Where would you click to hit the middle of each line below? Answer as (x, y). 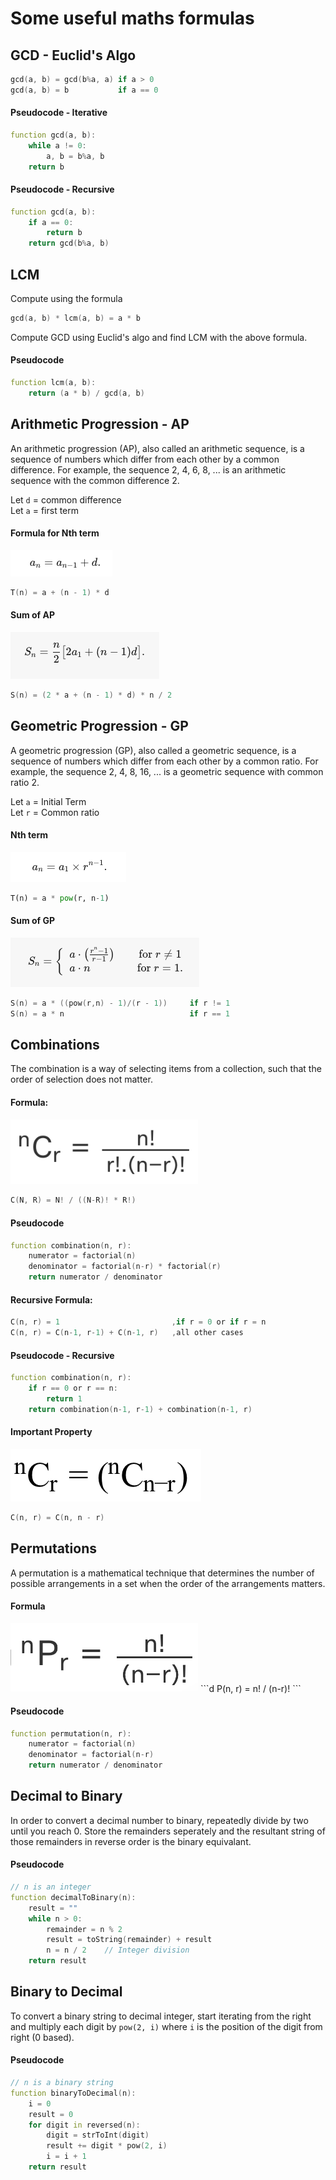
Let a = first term (45, 510)
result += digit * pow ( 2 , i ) (107, 2146)
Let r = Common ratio (55, 812)
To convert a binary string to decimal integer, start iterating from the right (161, 2016)
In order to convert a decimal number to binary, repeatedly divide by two (159, 1820)
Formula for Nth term (55, 533)
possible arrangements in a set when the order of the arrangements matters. (168, 1583)
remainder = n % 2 (84, 1929)
